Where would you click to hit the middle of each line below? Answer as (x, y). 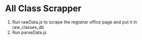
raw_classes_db (28, 27)
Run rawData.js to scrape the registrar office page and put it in (75, 22)
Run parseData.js (29, 32)
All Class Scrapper (43, 9)
